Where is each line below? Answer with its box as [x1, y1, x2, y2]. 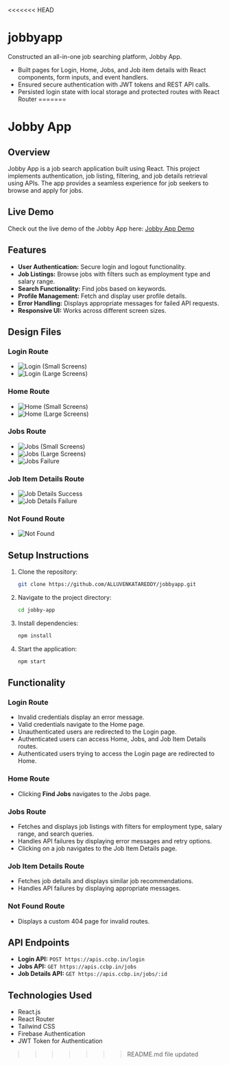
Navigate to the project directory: [17, 594, 112, 602]
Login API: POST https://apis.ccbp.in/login [17, 955, 145, 963]
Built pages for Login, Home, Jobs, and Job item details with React [17, 65, 206, 74]
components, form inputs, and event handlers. [17, 73, 149, 81]
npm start [17, 658, 47, 665]
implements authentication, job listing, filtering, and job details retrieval [8, 172, 208, 180]
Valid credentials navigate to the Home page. [17, 721, 145, 729]
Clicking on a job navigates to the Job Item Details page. [17, 844, 178, 853]
